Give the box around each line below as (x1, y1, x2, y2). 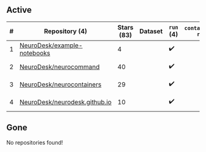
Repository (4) (44, 27, 88, 36)
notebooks (19, 48, 51, 57)
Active (6, 5, 32, 15)
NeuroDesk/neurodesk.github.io (19, 97, 112, 106)
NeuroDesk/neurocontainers (19, 80, 102, 88)
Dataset (139, 27, 163, 36)
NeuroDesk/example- (19, 41, 83, 50)
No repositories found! (6, 139, 63, 146)
